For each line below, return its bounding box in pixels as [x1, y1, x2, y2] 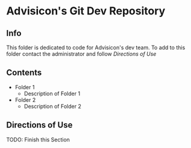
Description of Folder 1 [23, 90, 80, 97]
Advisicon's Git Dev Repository [6, 4, 166, 18]
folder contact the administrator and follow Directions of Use [6, 50, 157, 58]
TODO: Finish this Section [6, 136, 70, 143]
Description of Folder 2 [23, 102, 81, 110]
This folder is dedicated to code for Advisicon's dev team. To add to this [6, 44, 186, 51]
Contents [6, 68, 42, 78]
